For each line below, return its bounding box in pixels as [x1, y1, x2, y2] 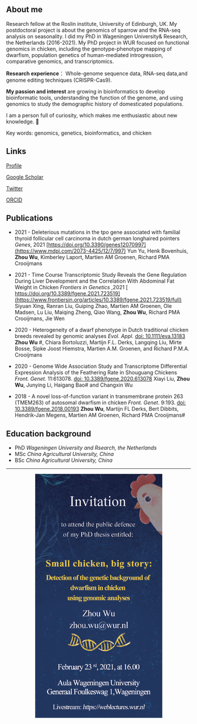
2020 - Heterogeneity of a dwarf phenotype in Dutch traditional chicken [14, 326, 189, 334]
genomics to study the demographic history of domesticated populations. [6, 100, 184, 108]
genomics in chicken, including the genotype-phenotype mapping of [6, 45, 172, 52]
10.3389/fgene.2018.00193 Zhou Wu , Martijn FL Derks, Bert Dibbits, [14, 405, 179, 413]
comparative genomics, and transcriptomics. [6, 58, 114, 65]
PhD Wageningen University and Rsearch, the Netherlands [14, 444, 157, 451]
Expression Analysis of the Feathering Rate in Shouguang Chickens [14, 369, 178, 376]
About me [6, 5, 43, 15]
